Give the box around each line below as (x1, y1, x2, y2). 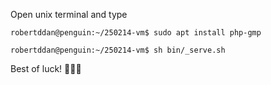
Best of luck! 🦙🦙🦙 (10, 63, 82, 74)
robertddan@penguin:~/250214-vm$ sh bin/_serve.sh (10, 45, 226, 55)
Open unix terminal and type (10, 9, 128, 20)
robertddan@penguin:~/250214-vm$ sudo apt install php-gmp (10, 28, 262, 38)
